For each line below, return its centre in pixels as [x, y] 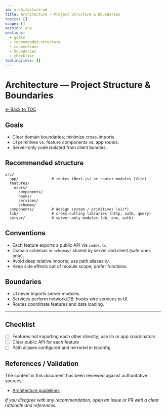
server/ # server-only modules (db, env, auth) [72, 218]
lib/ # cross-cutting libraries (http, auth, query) [81, 213]
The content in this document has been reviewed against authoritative [76, 376]
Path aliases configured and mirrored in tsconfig [61, 347]
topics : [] [16, 19]
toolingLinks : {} [23, 61]
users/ [21, 187]
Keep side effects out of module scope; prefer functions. [70, 266]
